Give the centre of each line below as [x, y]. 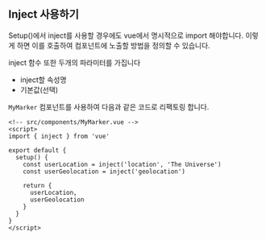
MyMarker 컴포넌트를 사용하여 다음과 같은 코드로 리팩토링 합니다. [109, 106]
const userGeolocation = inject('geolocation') [104, 172]
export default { [37, 150]
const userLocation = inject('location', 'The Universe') [122, 164]
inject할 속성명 [43, 80]
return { [37, 185]
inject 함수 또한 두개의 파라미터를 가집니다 [75, 62]
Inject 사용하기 [44, 14]
